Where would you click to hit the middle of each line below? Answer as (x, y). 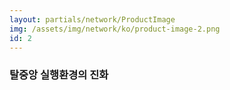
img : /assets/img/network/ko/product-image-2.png (115, 29)
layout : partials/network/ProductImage (92, 19)
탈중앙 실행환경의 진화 (59, 75)
